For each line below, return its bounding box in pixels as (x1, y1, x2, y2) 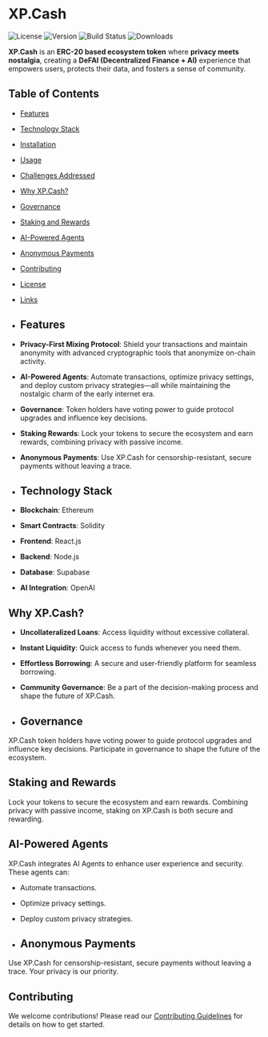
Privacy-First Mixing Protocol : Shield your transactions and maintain (19, 339, 248, 349)
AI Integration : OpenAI (19, 583, 96, 593)
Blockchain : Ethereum (19, 506, 94, 515)
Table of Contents (8, 87, 100, 101)
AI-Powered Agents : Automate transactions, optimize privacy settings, (19, 372, 254, 381)
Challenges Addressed (19, 170, 95, 180)
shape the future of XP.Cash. (19, 691, 116, 701)
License (19, 279, 46, 289)
